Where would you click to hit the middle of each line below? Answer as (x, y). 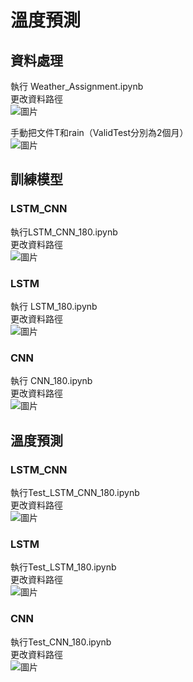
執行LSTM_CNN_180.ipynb (64, 232)
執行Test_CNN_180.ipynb (61, 642)
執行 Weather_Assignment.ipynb (77, 86)
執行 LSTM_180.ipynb (54, 306)
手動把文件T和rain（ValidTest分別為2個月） (99, 132)
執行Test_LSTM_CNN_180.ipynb (75, 492)
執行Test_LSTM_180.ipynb (63, 567)
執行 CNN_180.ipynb (51, 381)
